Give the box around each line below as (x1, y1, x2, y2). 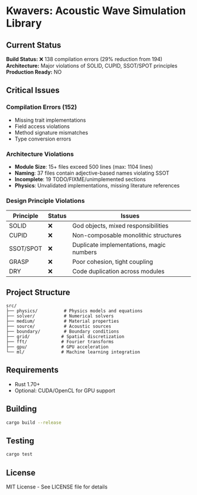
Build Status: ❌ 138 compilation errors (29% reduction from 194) (6, 56, 163, 62)
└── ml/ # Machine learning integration (6, 349, 141, 355)
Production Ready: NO (6, 69, 62, 75)
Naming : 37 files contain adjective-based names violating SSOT (14, 169, 170, 176)
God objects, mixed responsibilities (72, 222, 169, 230)
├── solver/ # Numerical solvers (6, 313, 114, 319)
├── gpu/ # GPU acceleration (6, 344, 109, 350)
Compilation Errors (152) (6, 103, 77, 111)
